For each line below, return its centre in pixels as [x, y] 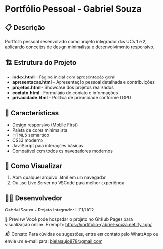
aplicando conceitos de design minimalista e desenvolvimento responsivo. [80, 47]
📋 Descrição [25, 28]
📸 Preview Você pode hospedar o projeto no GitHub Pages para [69, 219]
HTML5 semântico [31, 135]
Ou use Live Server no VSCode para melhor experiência [68, 183]
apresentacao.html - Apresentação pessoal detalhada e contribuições [83, 82]
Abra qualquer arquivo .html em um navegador [59, 178]
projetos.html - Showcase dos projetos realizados [63, 87]
